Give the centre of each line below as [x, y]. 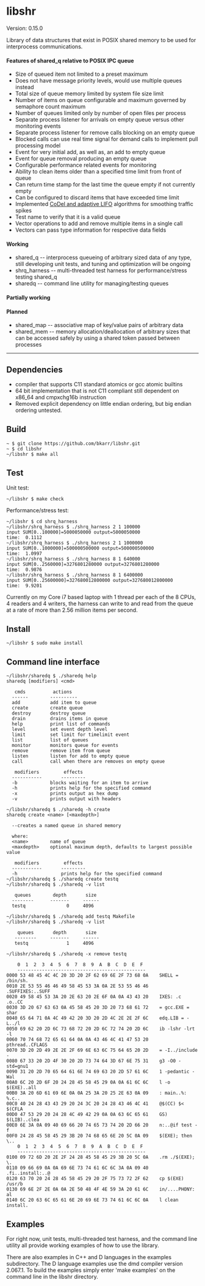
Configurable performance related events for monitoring [86, 165]
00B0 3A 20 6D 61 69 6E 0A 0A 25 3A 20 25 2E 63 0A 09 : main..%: [97, 1093]
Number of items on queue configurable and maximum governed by [100, 100]
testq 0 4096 [53, 906]
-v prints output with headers [67, 799]
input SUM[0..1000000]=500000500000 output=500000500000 [80, 548]
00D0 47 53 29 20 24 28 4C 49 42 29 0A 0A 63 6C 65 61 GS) [87, 1115]
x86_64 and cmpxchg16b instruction [61, 397]
